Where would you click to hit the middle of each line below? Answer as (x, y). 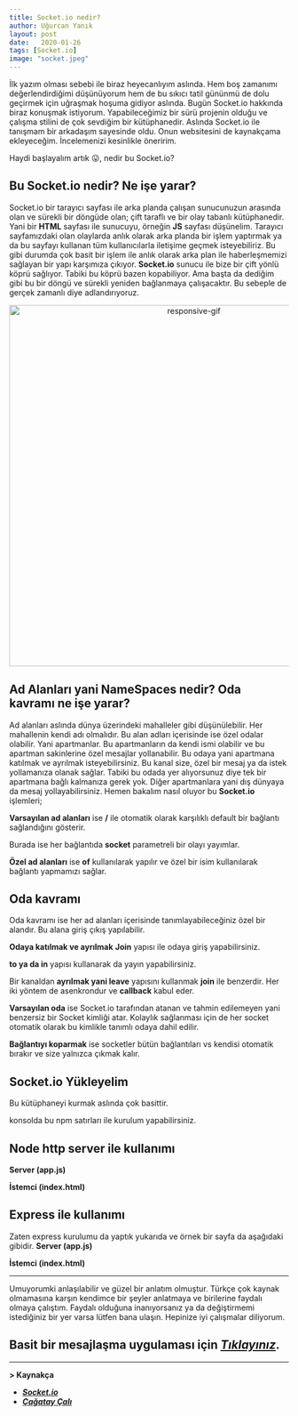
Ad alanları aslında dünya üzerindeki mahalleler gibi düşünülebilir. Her (136, 725)
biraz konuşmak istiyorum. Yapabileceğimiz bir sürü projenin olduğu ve (138, 113)
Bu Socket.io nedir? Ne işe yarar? (103, 186)
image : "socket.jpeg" (49, 59)
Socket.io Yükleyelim (69, 1082)
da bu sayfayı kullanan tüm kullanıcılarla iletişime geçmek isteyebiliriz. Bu (143, 245)
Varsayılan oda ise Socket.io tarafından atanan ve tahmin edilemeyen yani (145, 1008)
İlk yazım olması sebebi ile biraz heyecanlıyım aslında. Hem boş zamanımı (143, 84)
